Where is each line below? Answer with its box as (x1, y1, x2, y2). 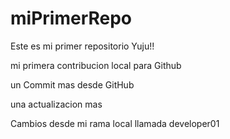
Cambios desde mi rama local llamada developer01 (10, 117, 220, 129)
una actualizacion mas (10, 98, 103, 110)
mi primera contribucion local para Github (10, 59, 182, 71)
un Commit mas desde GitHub (10, 78, 135, 91)
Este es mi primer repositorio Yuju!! (10, 40, 155, 52)
